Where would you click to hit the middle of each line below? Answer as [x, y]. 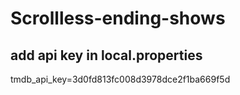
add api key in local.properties [106, 55]
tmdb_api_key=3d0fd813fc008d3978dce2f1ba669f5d [120, 79]
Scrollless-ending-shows [118, 18]
